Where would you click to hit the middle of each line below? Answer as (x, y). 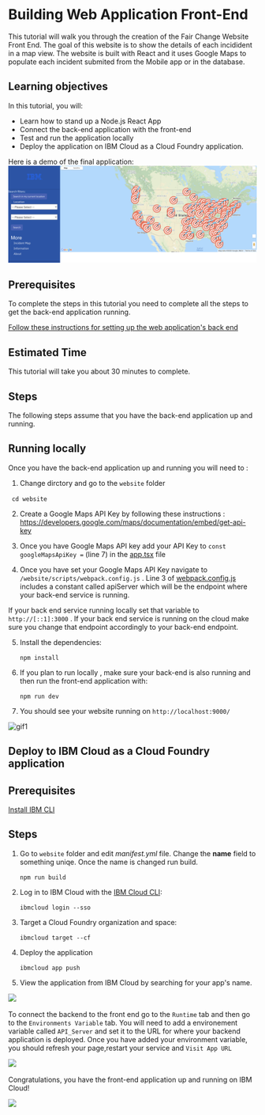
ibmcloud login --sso (55, 908)
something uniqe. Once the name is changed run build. (109, 862)
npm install (39, 658)
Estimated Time (47, 353)
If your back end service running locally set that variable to (104, 610)
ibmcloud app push (50, 968)
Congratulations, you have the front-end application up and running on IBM (130, 1079)
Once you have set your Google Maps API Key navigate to (113, 569)
